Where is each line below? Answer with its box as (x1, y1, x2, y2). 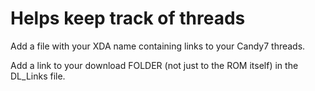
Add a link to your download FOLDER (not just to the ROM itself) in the (10, 59, 299, 71)
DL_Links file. (10, 70, 66, 82)
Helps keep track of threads (10, 7, 246, 30)
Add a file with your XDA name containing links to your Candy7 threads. (10, 40, 306, 52)
